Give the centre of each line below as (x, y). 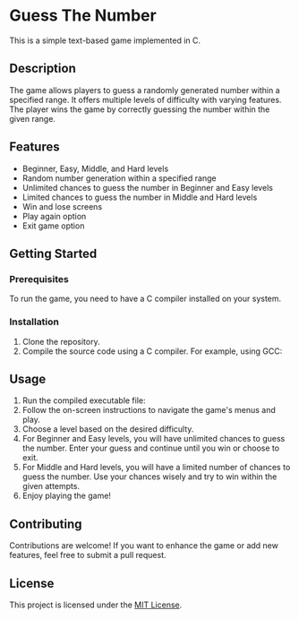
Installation (34, 322)
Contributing (46, 524)
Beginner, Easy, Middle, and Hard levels (95, 168)
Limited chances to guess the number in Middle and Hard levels (140, 197)
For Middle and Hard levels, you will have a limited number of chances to (156, 468)
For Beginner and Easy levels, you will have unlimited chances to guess (154, 439)
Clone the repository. (61, 341)
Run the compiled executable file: (84, 400)
